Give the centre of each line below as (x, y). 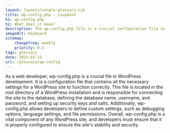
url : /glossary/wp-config (33, 62)
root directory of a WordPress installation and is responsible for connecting (84, 92)
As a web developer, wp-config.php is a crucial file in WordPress (73, 76)
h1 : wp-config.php (25, 19)
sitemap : (15, 39)
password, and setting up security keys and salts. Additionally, (71, 103)
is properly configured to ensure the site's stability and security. (72, 125)
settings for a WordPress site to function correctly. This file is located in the (84, 87)
